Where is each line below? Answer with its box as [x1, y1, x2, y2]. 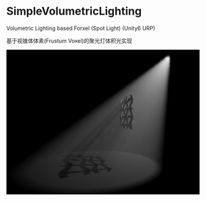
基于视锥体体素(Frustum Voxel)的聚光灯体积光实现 [6, 37, 132, 44]
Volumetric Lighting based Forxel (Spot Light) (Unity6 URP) [6, 24, 156, 32]
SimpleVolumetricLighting [6, 4, 142, 18]
